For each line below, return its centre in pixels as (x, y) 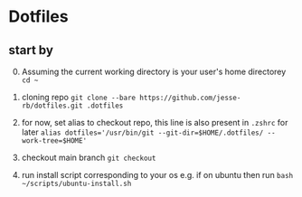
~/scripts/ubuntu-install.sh (76, 183)
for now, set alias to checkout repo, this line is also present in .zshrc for (155, 122)
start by (31, 50)
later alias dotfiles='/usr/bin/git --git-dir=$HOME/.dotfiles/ (142, 132)
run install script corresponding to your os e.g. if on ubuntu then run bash (157, 175)
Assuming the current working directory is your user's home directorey (154, 71)
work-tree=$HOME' (54, 141)
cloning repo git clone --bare (79, 97)
